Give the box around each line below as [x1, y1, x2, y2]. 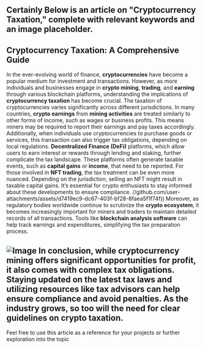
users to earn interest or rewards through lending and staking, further [6, 149, 182, 157]
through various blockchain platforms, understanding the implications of [6, 90, 188, 98]
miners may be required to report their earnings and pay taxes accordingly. [6, 123, 196, 131]
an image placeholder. [6, 24, 93, 34]
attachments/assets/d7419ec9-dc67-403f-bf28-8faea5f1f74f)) [6, 195, 165, 202]
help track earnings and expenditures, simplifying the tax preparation [6, 221, 181, 229]
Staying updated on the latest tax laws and [6, 274, 173, 284]
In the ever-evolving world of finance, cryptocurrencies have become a [6, 71, 188, 79]
